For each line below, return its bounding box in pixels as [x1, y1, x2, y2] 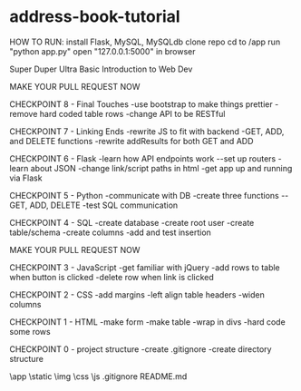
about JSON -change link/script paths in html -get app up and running [30, 162, 293, 173]
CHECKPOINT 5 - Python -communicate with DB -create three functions [9, 190, 279, 200]
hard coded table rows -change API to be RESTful [39, 108, 226, 119]
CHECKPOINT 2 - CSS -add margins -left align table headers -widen [9, 288, 265, 300]
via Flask [9, 172, 43, 183]
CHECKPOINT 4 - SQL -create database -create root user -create [9, 217, 255, 228]
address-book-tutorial [9, 6, 180, 27]
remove [9, 108, 38, 119]
